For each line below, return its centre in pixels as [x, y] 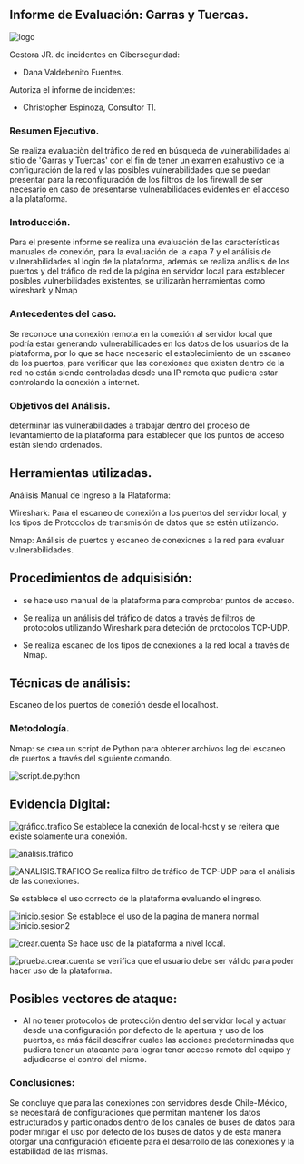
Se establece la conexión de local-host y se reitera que [177, 826]
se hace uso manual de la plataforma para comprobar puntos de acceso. [158, 600]
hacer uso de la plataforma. [61, 970]
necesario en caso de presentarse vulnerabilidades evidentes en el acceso [149, 189]
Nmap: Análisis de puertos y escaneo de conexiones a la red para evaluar [147, 540]
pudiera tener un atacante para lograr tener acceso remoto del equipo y [157, 1050]
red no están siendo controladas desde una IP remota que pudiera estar [144, 373]
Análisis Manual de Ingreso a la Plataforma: [90, 495]
